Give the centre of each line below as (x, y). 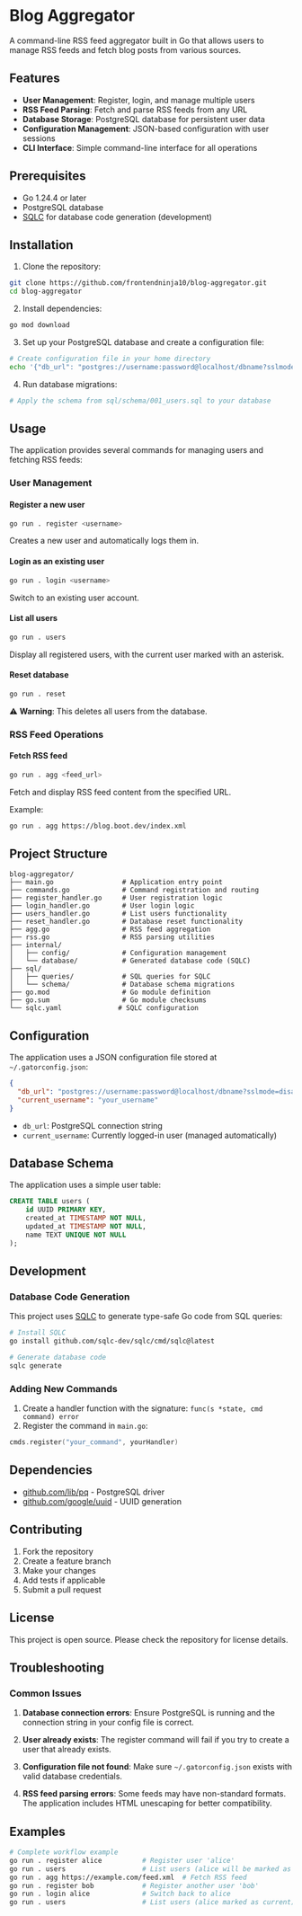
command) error (51, 1417)
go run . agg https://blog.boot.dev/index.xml (98, 826)
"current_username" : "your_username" (88, 1100)
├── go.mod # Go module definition (110, 993)
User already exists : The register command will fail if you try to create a (155, 1740)
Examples (37, 1831)
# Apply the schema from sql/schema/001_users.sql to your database (140, 401)
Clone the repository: (62, 267)
